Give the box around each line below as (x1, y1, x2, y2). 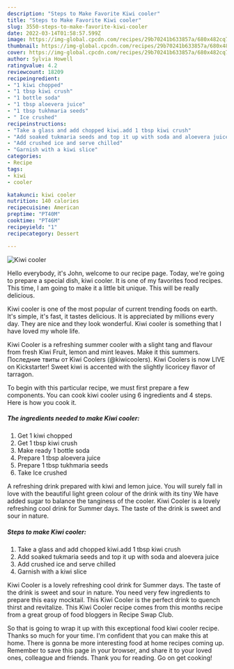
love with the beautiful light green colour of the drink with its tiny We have (7, 489, 219, 498)
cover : (7, 49, 26, 56)
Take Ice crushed (17, 468, 68, 477)
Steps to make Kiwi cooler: (7, 528, 87, 537)
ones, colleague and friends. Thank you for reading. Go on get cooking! (7, 654, 212, 662)
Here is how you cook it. (7, 398, 77, 406)
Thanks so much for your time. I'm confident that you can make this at (7, 631, 209, 640)
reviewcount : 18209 (7, 68, 64, 75)
